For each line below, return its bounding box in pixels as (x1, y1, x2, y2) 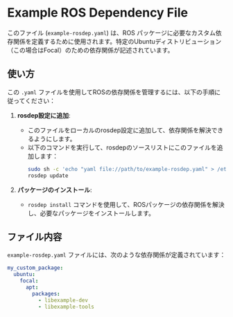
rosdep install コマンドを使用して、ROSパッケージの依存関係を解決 (27, 200, 225, 208)
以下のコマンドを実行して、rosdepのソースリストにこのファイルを (27, 143, 217, 152)
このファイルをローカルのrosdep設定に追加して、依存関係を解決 (27, 126, 212, 134)
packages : (32, 290, 60, 297)
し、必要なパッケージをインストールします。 (27, 209, 155, 217)
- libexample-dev (37, 296, 89, 304)
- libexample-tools (37, 303, 95, 310)
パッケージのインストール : (17, 185, 92, 194)
